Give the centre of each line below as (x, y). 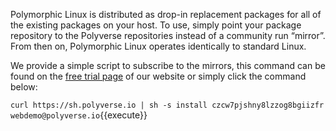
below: (24, 87)
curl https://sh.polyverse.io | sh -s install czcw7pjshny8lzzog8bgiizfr (167, 105)
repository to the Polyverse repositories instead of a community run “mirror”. (168, 35)
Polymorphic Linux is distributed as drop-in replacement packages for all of (166, 14)
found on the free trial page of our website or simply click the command (158, 76)
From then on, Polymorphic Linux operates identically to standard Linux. (158, 46)
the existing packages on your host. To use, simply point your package (156, 25)
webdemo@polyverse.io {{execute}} (79, 115)
